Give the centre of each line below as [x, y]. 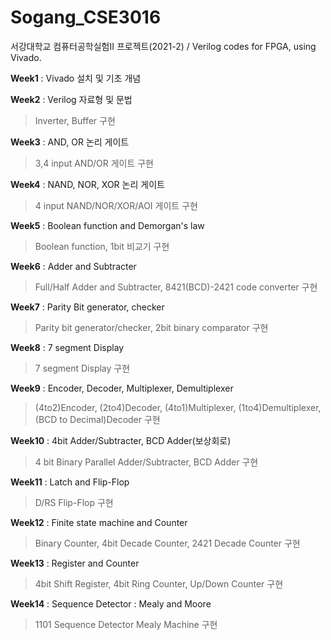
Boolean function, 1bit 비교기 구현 [102, 246]
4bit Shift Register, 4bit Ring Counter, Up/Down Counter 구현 [159, 583]
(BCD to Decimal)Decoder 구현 [97, 419]
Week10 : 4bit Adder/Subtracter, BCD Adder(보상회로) [121, 440]
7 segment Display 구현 [82, 368]
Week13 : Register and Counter [75, 563]
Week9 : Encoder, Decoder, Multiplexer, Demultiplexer [122, 388]
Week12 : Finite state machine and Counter [99, 522]
